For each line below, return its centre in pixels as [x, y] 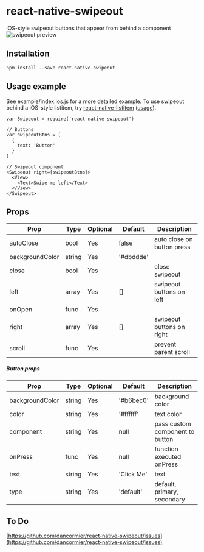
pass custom [173, 424]
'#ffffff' [129, 414]
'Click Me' [133, 475]
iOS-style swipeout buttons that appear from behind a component [89, 28]
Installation [28, 54]
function [166, 449]
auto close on [173, 239]
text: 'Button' [36, 145]
